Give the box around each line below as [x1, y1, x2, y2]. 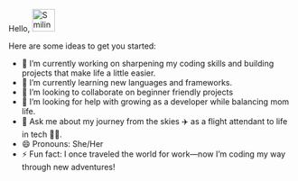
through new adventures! [21, 162, 116, 172]
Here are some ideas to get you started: [8, 41, 157, 51]
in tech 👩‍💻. [21, 129, 62, 140]
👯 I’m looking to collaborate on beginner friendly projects [21, 86, 234, 97]
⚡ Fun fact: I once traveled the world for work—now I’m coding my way [21, 149, 286, 159]
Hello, [8, 23, 31, 33]
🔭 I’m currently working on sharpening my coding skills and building [21, 59, 275, 68]
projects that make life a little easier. [21, 68, 156, 78]
